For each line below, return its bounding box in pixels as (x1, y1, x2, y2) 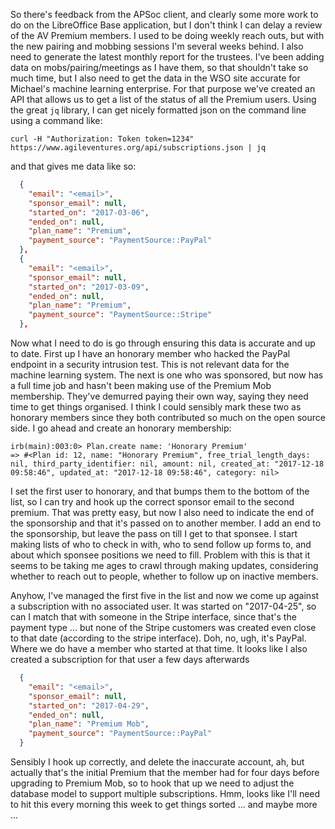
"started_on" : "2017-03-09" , (28, 282, 150, 292)
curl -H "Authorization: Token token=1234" (10, 134, 195, 144)
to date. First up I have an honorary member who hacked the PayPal (10, 348, 291, 359)
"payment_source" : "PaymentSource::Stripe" (28, 310, 213, 320)
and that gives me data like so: (10, 160, 137, 172)
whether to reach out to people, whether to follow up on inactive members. (10, 570, 319, 582)
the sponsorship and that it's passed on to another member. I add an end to (10, 517, 322, 529)
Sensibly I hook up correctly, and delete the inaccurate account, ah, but (10, 756, 305, 768)
